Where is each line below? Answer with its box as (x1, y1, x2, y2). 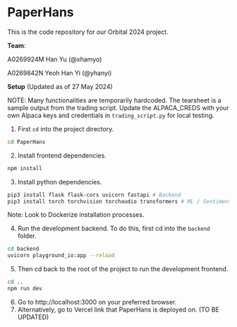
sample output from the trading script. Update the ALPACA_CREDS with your (7, 103, 229, 112)
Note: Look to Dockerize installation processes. (7, 210, 145, 219)
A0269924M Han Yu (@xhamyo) (7, 54, 102, 64)
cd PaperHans (7, 138, 46, 145)
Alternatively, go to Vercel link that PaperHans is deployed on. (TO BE (17, 305, 220, 314)
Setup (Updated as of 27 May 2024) (7, 82, 113, 90)
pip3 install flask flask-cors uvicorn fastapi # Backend (7, 191, 181, 198)
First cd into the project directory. (17, 124, 114, 133)
